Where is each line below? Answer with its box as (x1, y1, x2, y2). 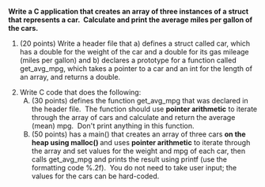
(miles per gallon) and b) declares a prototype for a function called (19, 55, 237, 65)
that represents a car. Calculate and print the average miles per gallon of (8, 15, 253, 24)
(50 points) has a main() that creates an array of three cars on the (31, 129, 247, 139)
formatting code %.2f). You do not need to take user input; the (31, 163, 237, 172)
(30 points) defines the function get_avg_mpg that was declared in (31, 96, 248, 105)
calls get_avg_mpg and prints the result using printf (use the (31, 155, 228, 164)
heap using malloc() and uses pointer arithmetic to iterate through (31, 138, 251, 147)
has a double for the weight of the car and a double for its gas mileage (19, 47, 249, 56)
